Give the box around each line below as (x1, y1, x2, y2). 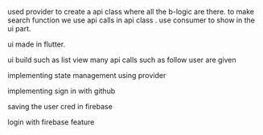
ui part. (7, 24, 31, 33)
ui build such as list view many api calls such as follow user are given (7, 55, 236, 64)
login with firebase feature (7, 117, 95, 127)
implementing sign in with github (7, 86, 116, 96)
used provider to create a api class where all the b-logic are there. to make (7, 7, 255, 16)
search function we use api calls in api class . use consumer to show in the (7, 15, 255, 25)
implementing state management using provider (7, 71, 166, 80)
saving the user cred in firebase (7, 102, 113, 111)
